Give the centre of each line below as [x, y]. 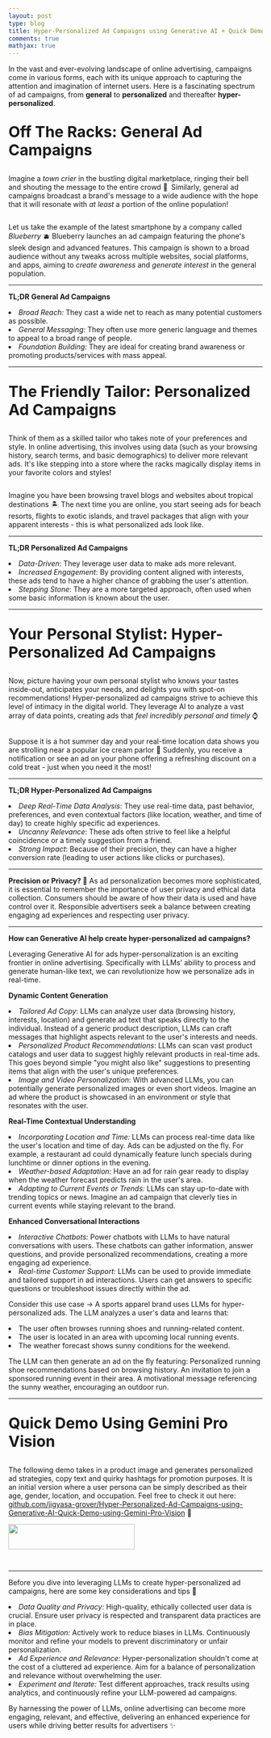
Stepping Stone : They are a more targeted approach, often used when [135, 589]
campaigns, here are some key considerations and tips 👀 [103, 1591]
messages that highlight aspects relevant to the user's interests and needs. [133, 1037]
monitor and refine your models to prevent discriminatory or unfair [118, 1641]
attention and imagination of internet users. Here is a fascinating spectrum [132, 86]
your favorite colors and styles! [60, 473]
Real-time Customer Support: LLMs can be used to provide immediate [135, 1272]
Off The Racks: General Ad [106, 132]
